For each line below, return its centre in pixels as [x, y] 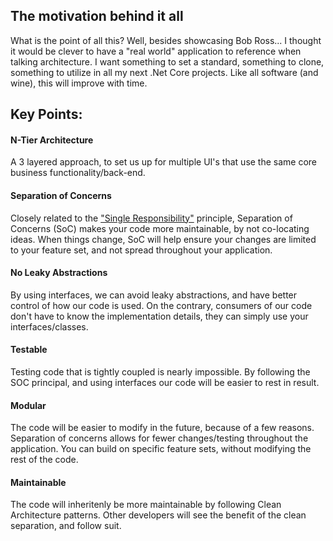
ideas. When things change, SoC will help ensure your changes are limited [163, 239]
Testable [29, 350]
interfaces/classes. [49, 326]
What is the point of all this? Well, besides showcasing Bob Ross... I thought [166, 40]
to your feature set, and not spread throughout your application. [141, 250]
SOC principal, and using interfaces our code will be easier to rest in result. [165, 383]
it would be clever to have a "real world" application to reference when [156, 51]
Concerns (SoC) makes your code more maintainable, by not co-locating [160, 228]
